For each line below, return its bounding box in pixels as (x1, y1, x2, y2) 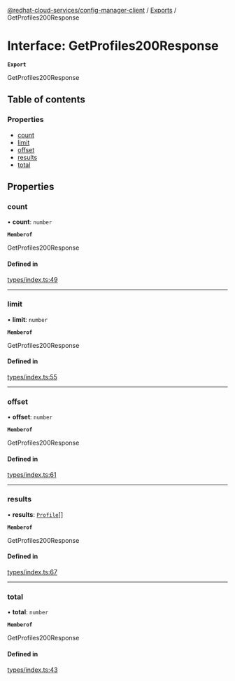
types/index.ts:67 (7, 568, 58, 577)
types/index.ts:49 (7, 275, 58, 283)
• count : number (7, 217, 52, 227)
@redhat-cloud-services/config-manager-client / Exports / (7, 6, 177, 14)
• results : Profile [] (7, 510, 64, 518)
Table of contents (7, 94, 85, 106)
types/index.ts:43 (7, 666, 58, 674)
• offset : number (7, 413, 52, 422)
